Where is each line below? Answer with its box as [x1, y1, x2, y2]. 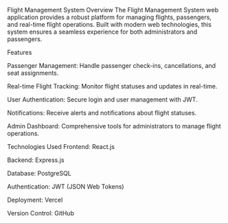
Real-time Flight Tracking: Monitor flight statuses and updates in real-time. [7, 82, 218, 90]
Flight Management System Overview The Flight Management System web [7, 6, 219, 14]
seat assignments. [7, 69, 59, 77]
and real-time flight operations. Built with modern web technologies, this [7, 21, 212, 28]
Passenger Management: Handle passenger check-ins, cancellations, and [7, 62, 216, 69]
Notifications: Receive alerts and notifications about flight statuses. [7, 109, 197, 117]
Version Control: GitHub [7, 209, 74, 217]
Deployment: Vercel [7, 196, 63, 204]
